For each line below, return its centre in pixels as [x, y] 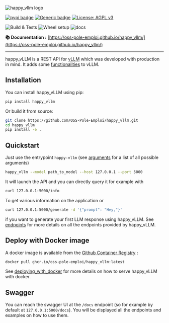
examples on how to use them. [37, 315]
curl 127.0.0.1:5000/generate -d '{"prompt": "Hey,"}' [64, 210]
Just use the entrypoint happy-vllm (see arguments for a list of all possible [82, 157]
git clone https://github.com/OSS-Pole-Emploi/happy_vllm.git [72, 120]
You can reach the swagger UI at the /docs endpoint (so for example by [79, 305]
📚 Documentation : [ [27, 37]
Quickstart [22, 145]
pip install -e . [23, 130]
